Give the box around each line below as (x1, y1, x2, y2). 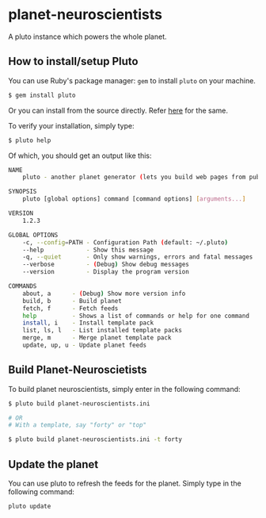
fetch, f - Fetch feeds (22, 304, 119, 313)
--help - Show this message (22, 246, 154, 254)
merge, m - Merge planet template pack (22, 334, 172, 342)
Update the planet (8, 458, 99, 471)
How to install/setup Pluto (8, 55, 139, 68)
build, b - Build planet (22, 297, 123, 305)
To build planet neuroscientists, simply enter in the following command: (8, 384, 241, 393)
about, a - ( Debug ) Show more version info (22, 290, 186, 297)
